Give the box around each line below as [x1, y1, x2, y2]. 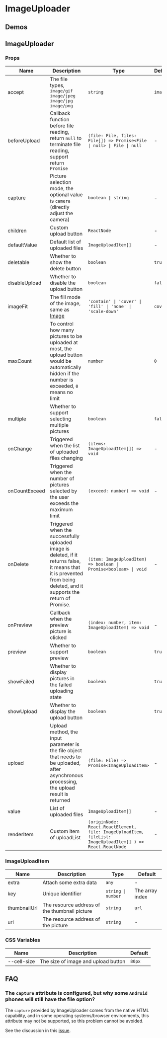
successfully [50, 533, 80, 540]
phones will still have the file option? [5, 996, 95, 1003]
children [7, 227, 27, 234]
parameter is [50, 741, 80, 748]
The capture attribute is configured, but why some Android [5, 990, 148, 997]
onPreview [7, 622, 33, 629]
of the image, [50, 300, 81, 307]
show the [50, 259, 72, 266]
